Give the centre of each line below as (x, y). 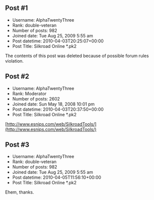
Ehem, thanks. (20, 192)
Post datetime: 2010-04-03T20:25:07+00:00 (58, 41)
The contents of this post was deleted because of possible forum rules (77, 56)
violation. (14, 61)
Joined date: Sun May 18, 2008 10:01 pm (53, 104)
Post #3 (17, 145)
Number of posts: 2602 (36, 99)
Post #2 (17, 77)
